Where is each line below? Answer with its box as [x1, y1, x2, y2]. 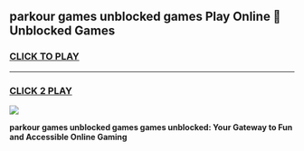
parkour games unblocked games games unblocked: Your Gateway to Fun [9, 121, 293, 132]
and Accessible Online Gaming [9, 131, 128, 142]
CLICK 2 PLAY [9, 84, 72, 97]
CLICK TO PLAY [9, 51, 80, 63]
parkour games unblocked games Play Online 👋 [9, 9, 281, 24]
